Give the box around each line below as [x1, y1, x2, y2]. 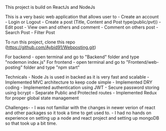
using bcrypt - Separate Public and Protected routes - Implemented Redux [5, 90, 157, 95]
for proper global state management [5, 95, 79, 101]
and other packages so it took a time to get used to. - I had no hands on [5, 110, 152, 116]
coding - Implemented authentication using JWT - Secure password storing [5, 85, 160, 90]
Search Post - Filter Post [5, 30, 55, 35]
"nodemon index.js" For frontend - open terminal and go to [5, 59, 125, 65]
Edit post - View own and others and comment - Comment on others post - [5, 24, 159, 30]
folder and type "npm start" [23, 64, 80, 70]
